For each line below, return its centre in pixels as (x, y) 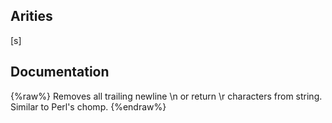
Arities (31, 16)
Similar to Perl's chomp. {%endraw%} (88, 106)
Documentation (60, 72)
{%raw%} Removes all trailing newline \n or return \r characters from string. (166, 96)
